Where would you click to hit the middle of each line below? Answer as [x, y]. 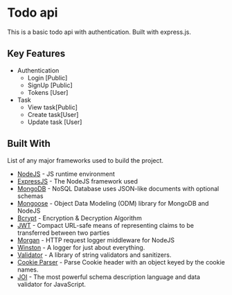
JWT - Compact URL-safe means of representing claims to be [105, 225]
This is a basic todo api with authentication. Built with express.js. [99, 32]
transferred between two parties [63, 233]
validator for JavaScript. [52, 284]
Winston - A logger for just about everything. [81, 247]
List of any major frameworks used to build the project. [86, 160]
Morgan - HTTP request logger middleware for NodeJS [96, 240]
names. [28, 269]
